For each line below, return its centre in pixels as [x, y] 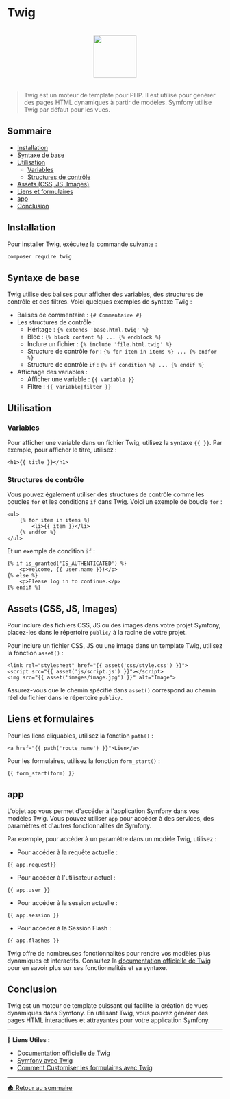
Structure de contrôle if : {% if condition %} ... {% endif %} [116, 365]
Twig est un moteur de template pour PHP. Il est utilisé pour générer [119, 95]
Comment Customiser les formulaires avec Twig [85, 1068]
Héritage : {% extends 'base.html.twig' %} [88, 330]
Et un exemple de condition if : [51, 551]
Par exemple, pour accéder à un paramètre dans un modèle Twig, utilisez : [112, 838]
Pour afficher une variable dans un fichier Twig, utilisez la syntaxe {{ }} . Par [115, 442]
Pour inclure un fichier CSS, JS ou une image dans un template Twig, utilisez [115, 646]
